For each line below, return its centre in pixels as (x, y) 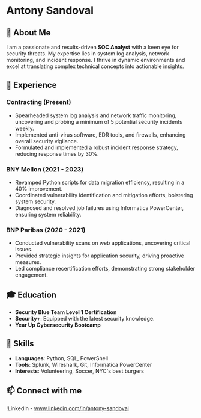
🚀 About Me (28, 33)
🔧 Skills (20, 344)
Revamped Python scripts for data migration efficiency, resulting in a (100, 182)
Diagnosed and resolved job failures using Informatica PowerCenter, (99, 207)
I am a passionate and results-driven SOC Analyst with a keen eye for (92, 47)
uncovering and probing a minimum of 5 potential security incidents (99, 121)
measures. (28, 262)
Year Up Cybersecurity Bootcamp (58, 325)
